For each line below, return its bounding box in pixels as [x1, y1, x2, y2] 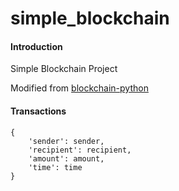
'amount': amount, [28, 153, 105, 164]
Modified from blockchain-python [10, 82, 149, 94]
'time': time [28, 162, 83, 172]
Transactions [10, 105, 67, 117]
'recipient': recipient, [28, 145, 132, 155]
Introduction [10, 40, 63, 52]
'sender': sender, [28, 136, 105, 146]
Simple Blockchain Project [10, 63, 118, 75]
